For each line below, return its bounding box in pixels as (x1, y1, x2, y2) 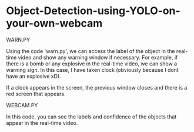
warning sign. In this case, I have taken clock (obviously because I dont (6, 66, 179, 73)
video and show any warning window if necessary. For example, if (18, 54, 178, 61)
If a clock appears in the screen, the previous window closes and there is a (6, 84, 188, 91)
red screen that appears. (6, 90, 66, 97)
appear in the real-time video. (6, 119, 78, 126)
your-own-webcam (6, 16, 103, 30)
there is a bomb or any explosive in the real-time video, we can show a (6, 60, 178, 67)
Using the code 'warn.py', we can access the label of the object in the (6, 47, 175, 54)
